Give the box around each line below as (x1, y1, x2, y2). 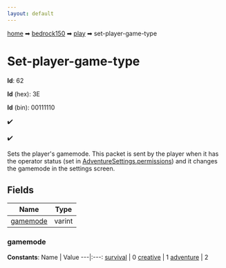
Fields (7, 184, 35, 196)
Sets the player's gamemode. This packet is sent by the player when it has (7, 150, 219, 158)
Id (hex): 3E (7, 89, 40, 98)
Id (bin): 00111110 (7, 103, 55, 111)
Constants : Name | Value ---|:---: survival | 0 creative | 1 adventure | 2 (7, 253, 209, 261)
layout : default (7, 10, 54, 17)
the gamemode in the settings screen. (7, 164, 115, 172)
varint (54, 216, 73, 226)
